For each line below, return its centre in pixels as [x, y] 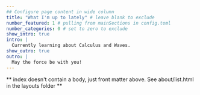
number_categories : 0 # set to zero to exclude [67, 29]
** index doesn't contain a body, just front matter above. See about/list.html [100, 79]
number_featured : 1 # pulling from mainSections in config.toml [89, 23]
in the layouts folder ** [34, 85]
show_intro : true [28, 34]
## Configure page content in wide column [60, 12]
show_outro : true [28, 51]
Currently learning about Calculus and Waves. [71, 46]
